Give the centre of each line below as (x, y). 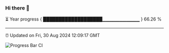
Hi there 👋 (18, 8)
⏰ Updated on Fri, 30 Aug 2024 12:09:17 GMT (53, 35)
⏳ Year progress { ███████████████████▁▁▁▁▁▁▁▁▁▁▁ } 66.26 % (83, 19)
